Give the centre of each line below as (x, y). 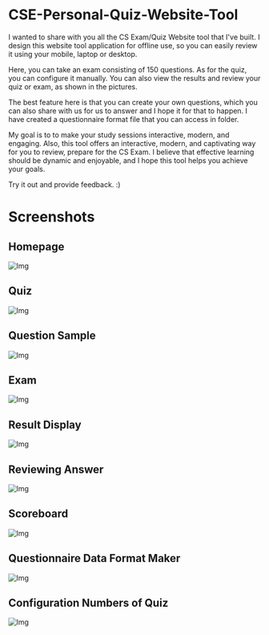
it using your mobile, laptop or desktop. (73, 54)
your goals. (27, 169)
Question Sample (52, 336)
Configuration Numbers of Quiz (88, 603)
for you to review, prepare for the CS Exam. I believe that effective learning (131, 152)
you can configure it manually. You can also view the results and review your (134, 78)
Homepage (36, 246)
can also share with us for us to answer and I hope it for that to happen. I (128, 111)
